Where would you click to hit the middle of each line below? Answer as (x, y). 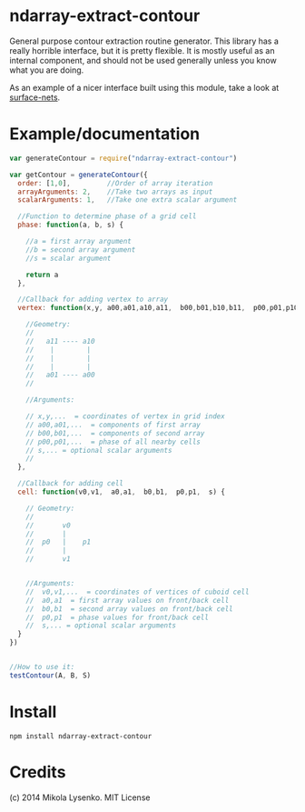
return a (42, 275)
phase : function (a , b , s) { (71, 225)
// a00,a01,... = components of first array (113, 425)
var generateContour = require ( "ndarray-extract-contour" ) (123, 158)
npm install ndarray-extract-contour (81, 736)
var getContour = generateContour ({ (79, 175)
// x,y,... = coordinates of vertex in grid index (125, 416)
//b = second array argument (81, 250)
